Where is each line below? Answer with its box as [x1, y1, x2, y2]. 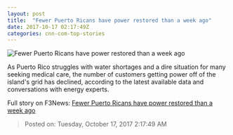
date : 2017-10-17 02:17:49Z [7, 23, 90, 30]
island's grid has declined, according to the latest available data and [7, 78, 204, 86]
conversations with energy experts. [7, 85, 109, 94]
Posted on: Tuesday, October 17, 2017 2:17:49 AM [24, 120, 167, 129]
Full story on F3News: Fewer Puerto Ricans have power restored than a [7, 99, 213, 108]
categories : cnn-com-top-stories [7, 30, 105, 37]
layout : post [7, 10, 46, 18]
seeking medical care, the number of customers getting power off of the [7, 70, 216, 79]
